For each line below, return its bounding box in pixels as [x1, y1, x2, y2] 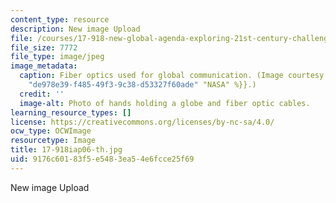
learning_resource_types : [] [10, 107, 132, 118]
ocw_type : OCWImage [10, 126, 92, 136]
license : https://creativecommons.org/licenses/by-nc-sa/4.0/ [10, 117, 275, 127]
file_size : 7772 [10, 42, 78, 53]
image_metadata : [10, 61, 78, 71]
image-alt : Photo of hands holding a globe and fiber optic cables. [19, 98, 311, 108]
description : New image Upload [10, 24, 141, 34]
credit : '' [19, 89, 65, 99]
